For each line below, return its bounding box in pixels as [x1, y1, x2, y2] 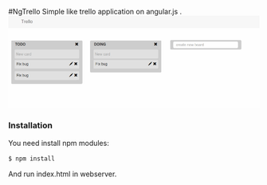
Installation [8, 120, 53, 131]
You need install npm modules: [8, 138, 109, 148]
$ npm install [8, 155, 56, 163]
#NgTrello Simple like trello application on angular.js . [8, 7, 183, 16]
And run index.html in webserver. [8, 169, 117, 179]
